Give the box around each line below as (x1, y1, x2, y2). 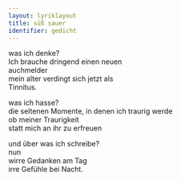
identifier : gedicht (8, 26, 78, 34)
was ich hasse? (8, 98, 59, 108)
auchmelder (8, 66, 48, 75)
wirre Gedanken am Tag (8, 156, 88, 166)
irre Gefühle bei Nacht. (8, 165, 84, 174)
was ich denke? (8, 49, 60, 58)
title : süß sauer (8, 19, 66, 27)
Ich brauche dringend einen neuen (8, 57, 123, 66)
